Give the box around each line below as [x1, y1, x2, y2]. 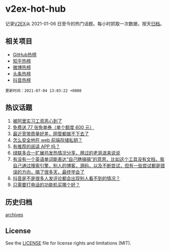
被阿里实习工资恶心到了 [12, 118, 62, 124]
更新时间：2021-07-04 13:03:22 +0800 [5, 88, 82, 93]
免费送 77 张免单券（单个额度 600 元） [12, 124, 94, 130]
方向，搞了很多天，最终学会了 [21, 169, 85, 175]
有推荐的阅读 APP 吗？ [12, 143, 60, 149]
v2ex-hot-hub [5, 3, 66, 15]
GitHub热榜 [12, 52, 37, 58]
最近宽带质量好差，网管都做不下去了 [12, 131, 89, 137]
